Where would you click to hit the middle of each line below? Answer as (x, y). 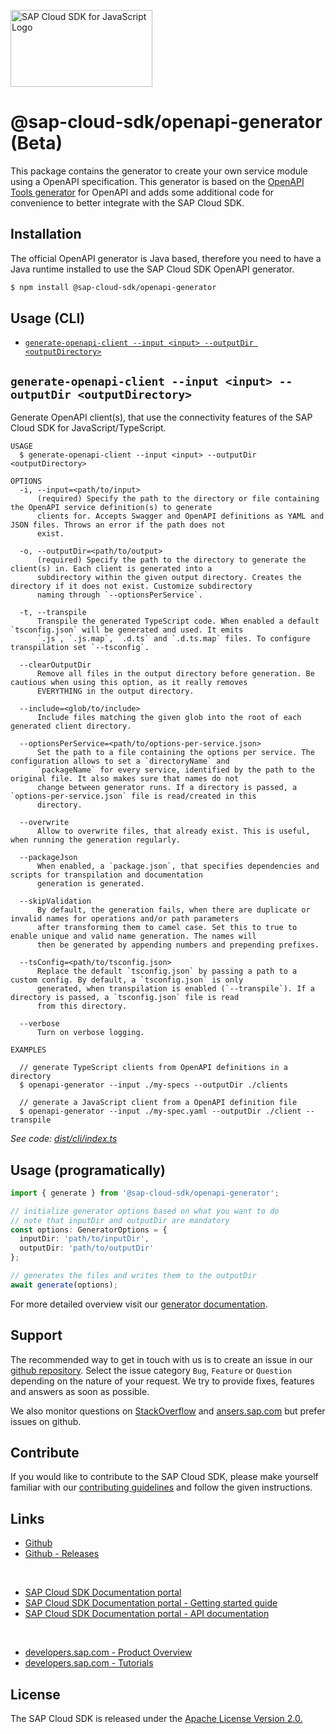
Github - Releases (62, 1554)
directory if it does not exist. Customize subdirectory (131, 586)
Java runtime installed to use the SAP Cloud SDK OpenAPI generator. (152, 269)
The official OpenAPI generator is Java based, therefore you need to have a (166, 258)
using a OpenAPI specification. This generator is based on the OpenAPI (157, 181)
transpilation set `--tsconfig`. (80, 648)
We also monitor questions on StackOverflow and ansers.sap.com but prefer (168, 1411)
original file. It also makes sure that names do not (125, 779)
